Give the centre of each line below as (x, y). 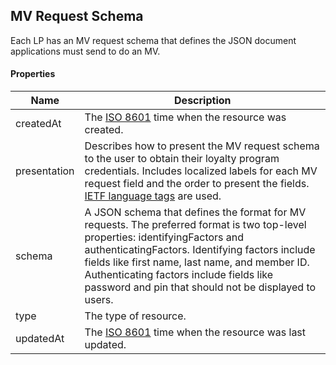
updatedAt (40, 339)
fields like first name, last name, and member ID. (197, 262)
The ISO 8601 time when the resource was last (195, 332)
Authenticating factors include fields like (179, 275)
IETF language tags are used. (153, 196)
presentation (45, 171)
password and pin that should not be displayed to (200, 287)
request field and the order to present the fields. (197, 184)
